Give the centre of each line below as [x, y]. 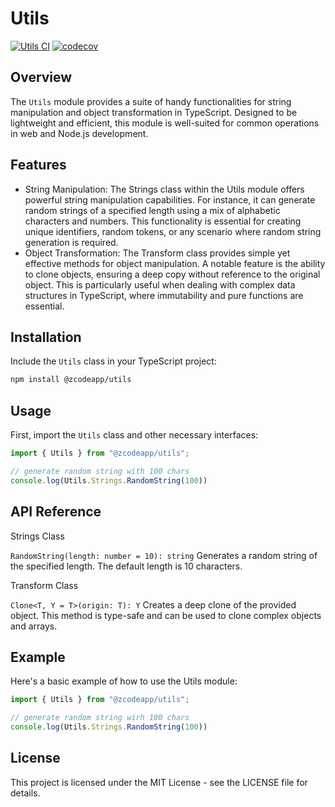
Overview [41, 77]
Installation [46, 337]
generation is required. [71, 242]
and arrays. [34, 626]
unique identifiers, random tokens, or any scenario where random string [173, 231]
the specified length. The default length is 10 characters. [126, 566]
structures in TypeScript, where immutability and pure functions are [164, 295]
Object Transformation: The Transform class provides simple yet [157, 253]
